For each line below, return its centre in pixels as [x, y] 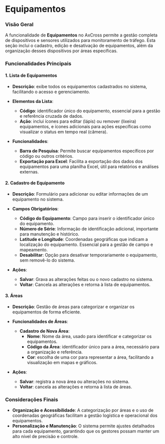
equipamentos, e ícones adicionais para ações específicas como [85, 126]
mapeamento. [34, 249]
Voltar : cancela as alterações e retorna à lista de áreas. [76, 387]
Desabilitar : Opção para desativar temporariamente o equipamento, [89, 255]
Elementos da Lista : [33, 101]
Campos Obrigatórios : [35, 208]
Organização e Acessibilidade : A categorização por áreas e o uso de [83, 410]
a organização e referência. [55, 352]
